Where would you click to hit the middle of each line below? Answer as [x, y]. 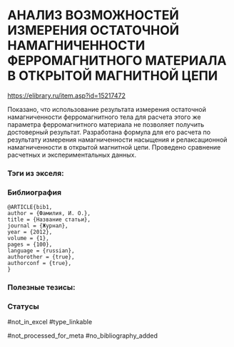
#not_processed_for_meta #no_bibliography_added [83, 336]
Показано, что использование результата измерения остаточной [107, 109]
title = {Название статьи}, [49, 220]
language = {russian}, [41, 251]
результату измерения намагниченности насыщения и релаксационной [117, 140]
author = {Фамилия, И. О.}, [49, 214]
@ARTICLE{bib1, [30, 207]
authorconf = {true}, [40, 264]
